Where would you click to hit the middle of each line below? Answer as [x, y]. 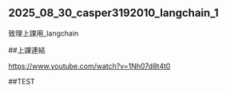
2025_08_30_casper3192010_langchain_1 [114, 13]
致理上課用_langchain [44, 33]
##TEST [22, 81]
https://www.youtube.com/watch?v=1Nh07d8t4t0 [89, 66]
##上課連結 [27, 50]
